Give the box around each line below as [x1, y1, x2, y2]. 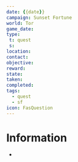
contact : [6, 54, 29, 60]
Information [6, 131, 67, 144]
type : [6, 32, 20, 38]
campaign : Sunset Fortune [6, 15, 72, 21]
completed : [6, 83, 34, 89]
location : [6, 49, 32, 55]
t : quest [9, 37, 32, 43]
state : [6, 71, 23, 77]
